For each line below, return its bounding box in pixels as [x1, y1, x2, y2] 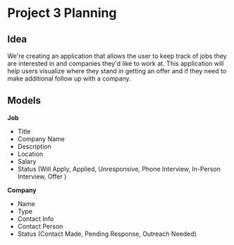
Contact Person [17, 222, 63, 230]
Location [17, 150, 44, 158]
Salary [17, 157, 37, 165]
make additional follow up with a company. [7, 74, 132, 83]
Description [17, 142, 51, 150]
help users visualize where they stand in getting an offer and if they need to [7, 67, 227, 75]
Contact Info [17, 214, 54, 223]
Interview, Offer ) [17, 172, 67, 181]
